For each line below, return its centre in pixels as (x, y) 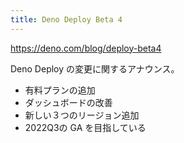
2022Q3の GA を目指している (85, 127)
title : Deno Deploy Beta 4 (66, 19)
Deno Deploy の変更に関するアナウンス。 (95, 68)
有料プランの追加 (60, 90)
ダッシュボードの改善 (68, 102)
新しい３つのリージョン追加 (82, 115)
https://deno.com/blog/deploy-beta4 (86, 48)
